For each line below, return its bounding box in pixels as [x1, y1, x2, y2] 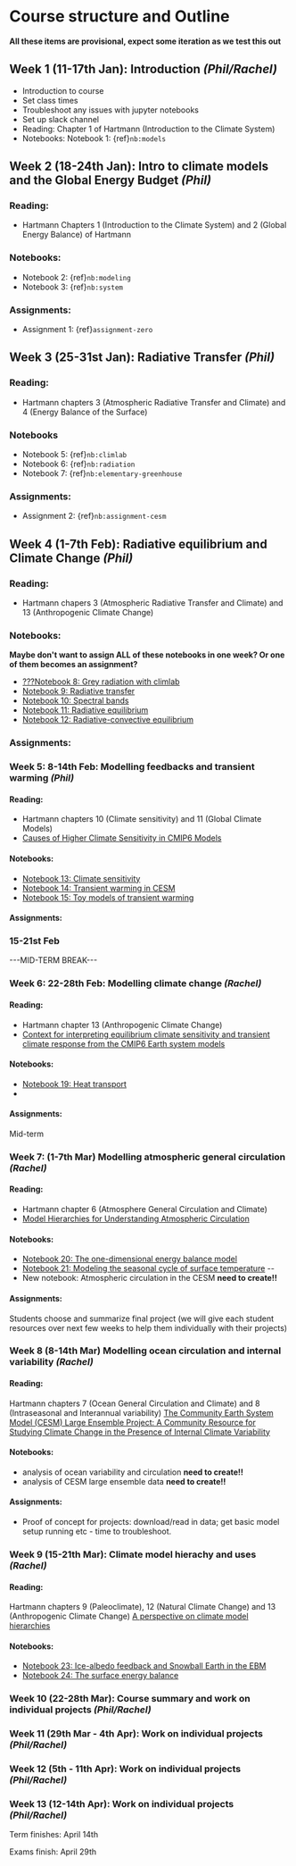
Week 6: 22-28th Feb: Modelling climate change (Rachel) [9, 977, 262, 990]
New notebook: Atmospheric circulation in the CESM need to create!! [21, 1273, 278, 1284]
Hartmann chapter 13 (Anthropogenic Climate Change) [21, 1019, 223, 1030]
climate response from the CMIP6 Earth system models [21, 1038, 226, 1049]
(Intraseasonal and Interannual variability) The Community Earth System [9, 1407, 274, 1418]
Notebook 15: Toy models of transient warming [21, 891, 194, 903]
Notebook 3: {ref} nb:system [21, 281, 123, 292]
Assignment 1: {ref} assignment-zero [21, 324, 153, 335]
